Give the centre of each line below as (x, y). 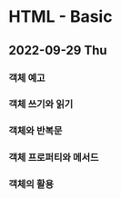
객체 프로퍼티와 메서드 (54, 158)
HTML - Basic (60, 17)
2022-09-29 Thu (58, 50)
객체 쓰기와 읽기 (41, 104)
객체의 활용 (31, 184)
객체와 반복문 (35, 131)
